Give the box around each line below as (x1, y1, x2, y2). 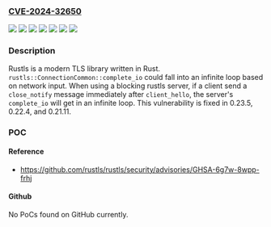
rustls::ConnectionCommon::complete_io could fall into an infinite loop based (8, 72, 264, 82)
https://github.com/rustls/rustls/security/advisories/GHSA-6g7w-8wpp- (19, 164, 260, 174)
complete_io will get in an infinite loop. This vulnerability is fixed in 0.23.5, (8, 98, 253, 107)
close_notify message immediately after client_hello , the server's (8, 89, 234, 99)
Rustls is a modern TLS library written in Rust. (8, 63, 160, 74)
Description (8, 45, 56, 57)
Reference (8, 147, 44, 157)
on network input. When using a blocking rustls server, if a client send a (8, 81, 248, 90)
